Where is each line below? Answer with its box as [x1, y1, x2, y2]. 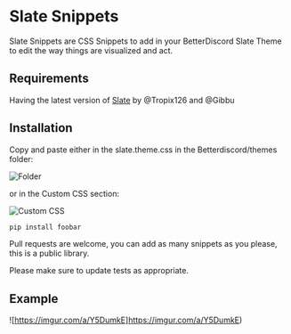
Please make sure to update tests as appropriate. [9, 265, 190, 276]
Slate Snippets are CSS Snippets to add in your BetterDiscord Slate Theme [9, 36, 282, 46]
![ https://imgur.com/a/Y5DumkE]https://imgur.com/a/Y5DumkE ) [9, 314, 243, 326]
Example [9, 291, 59, 306]
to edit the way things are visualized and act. [9, 45, 174, 55]
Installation [9, 120, 73, 135]
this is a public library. [9, 248, 90, 259]
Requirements [9, 71, 89, 86]
